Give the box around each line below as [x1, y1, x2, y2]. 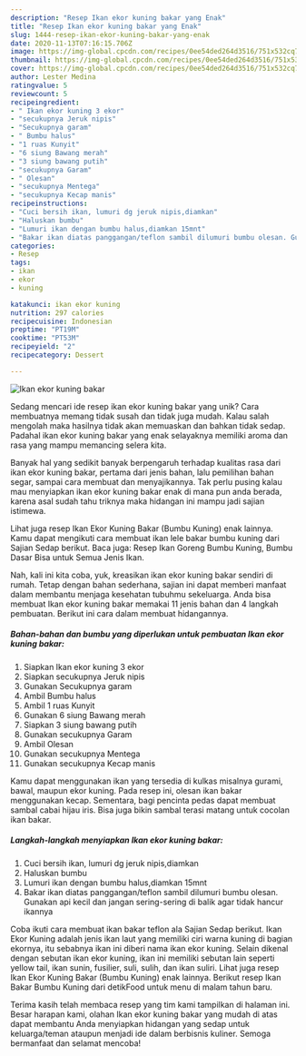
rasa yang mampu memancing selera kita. [10, 439, 167, 450]
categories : [10, 242, 55, 251]
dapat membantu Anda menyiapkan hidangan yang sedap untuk [10, 1018, 251, 1029]
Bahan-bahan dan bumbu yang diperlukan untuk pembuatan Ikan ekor [10, 628, 284, 640]
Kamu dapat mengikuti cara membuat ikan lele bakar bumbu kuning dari [10, 532, 280, 543]
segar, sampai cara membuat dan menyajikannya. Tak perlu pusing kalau [10, 476, 282, 487]
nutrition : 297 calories [10, 308, 104, 318]
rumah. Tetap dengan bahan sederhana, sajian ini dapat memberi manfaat [10, 578, 287, 590]
